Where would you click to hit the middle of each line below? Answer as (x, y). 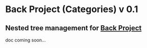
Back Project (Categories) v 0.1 (72, 9)
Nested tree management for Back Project (73, 28)
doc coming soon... (26, 40)
